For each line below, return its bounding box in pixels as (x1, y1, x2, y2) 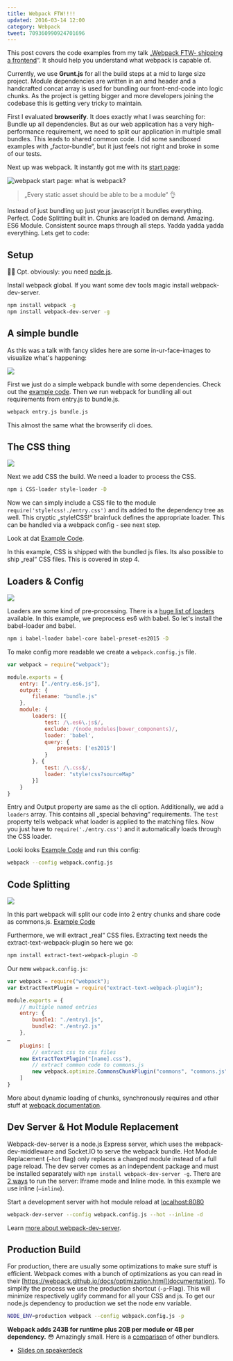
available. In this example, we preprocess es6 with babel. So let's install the (7, 614, 223, 622)
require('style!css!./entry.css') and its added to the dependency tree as (7, 506, 224, 514)
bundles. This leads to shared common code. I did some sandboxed (7, 135, 201, 143)
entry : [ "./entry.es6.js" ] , (19, 680, 101, 687)
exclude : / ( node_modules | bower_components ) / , (44, 725, 178, 732)
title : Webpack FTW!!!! (7, 10, 76, 17)
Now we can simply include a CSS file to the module (7, 498, 157, 507)
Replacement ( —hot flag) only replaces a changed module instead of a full (7, 1154, 217, 1163)
